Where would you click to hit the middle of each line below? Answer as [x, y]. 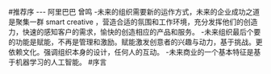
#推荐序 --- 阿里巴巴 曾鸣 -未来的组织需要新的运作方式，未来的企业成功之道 [134, 12]
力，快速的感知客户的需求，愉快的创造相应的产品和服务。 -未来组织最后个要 [135, 32]
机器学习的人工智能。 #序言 [61, 62]
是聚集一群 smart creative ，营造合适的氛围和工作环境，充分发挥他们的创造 [133, 22]
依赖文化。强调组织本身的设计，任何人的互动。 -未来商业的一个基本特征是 [131, 52]
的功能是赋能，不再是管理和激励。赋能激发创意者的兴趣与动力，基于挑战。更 [135, 42]
